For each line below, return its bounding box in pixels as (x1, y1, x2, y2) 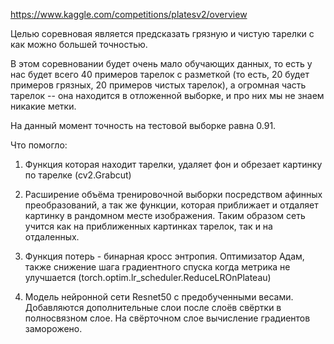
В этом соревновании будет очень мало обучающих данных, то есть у (10, 58, 313, 69)
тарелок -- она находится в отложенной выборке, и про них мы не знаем (10, 90, 325, 101)
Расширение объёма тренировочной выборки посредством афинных (24, 189, 323, 200)
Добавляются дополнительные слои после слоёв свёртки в (24, 302, 282, 313)
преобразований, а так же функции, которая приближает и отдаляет (24, 199, 319, 211)
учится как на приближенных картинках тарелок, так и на (24, 220, 273, 232)
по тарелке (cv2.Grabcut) (24, 169, 132, 181)
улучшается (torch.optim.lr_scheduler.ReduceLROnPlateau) (24, 272, 272, 283)
